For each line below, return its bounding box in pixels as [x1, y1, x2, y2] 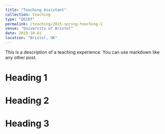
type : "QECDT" [5, 17, 35, 22]
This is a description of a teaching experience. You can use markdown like [5, 49, 160, 55]
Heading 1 [5, 72, 48, 83]
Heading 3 [5, 118, 49, 129]
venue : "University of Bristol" [5, 26, 73, 31]
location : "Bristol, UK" [5, 36, 58, 41]
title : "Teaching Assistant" [5, 7, 67, 13]
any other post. [5, 54, 37, 60]
